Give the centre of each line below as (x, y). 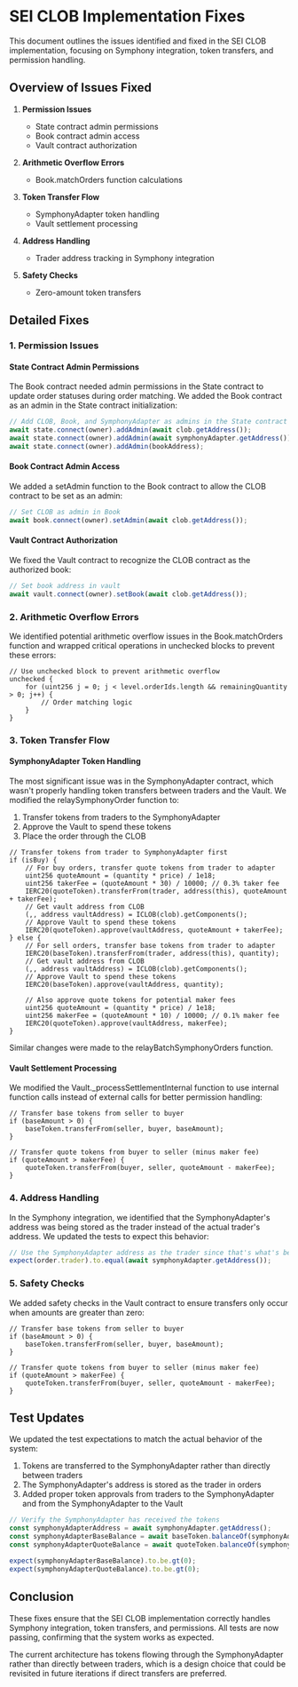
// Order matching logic (87, 702)
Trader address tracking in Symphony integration (125, 258)
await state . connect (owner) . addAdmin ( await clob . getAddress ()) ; (130, 430)
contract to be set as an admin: (66, 496)
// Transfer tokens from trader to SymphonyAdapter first (118, 853)
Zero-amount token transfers (88, 292)
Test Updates (47, 1418)
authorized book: (40, 569)
